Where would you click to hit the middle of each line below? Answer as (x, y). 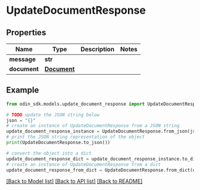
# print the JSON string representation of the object (76, 137)
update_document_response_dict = (48, 159)
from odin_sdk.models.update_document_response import (76, 104)
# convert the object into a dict (49, 153)
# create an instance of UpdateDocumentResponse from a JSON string (93, 126)
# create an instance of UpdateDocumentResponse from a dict (84, 164)
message (22, 59)
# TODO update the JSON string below (53, 115)
